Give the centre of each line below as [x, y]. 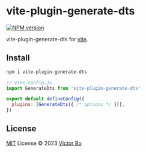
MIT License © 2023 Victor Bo [44, 143]
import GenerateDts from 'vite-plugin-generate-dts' [74, 88]
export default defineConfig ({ [45, 99]
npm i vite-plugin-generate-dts [47, 72]
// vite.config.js [29, 83]
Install [18, 58]
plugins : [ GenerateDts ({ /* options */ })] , [68, 105]
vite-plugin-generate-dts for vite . [47, 39]
